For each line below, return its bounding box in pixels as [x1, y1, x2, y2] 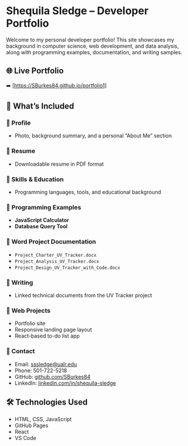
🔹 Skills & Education [6, 175, 64, 183]
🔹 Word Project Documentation [6, 238, 96, 246]
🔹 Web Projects [6, 306, 51, 314]
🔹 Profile [6, 119, 31, 127]
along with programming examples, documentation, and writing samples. [6, 48, 183, 55]
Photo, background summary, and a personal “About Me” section [14, 132, 172, 139]
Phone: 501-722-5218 [14, 367, 68, 374]
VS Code [14, 435, 36, 442]
